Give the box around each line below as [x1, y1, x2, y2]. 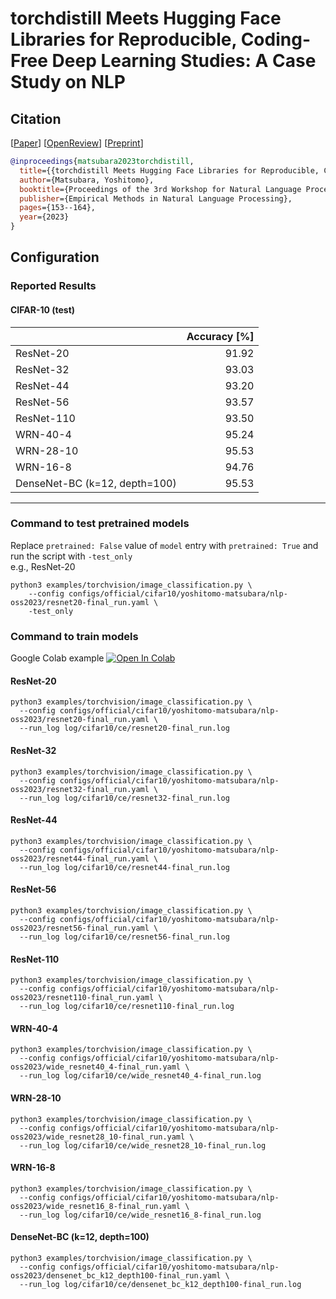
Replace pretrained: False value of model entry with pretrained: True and [10, 539, 319, 551]
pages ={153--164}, [19, 203, 97, 213]
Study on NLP [10, 71, 126, 94]
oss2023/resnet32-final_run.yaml [10, 784, 150, 794]
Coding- [240, 28, 311, 51]
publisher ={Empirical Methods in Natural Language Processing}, [19, 193, 293, 204]
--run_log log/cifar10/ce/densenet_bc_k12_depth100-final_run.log [19, 1279, 302, 1289]
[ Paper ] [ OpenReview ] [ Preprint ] [10, 137, 144, 149]
